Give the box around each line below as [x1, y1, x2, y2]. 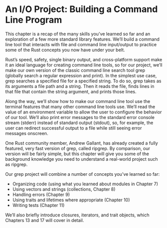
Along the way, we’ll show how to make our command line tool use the [5, 98, 150, 104]
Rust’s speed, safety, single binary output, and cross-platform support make [5, 56, 162, 62]
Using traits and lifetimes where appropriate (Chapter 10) [12, 197, 130, 203]
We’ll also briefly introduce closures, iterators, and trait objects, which [5, 212, 149, 218]
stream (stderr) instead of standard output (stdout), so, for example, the [5, 120, 154, 126]
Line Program [5, 14, 62, 26]
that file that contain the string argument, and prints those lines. [5, 88, 137, 94]
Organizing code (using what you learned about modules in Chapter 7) [12, 181, 158, 187]
